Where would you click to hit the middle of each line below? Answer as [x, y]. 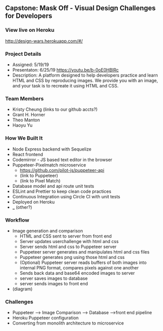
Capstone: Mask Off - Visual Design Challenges [80, 8]
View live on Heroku [30, 30]
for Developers [29, 16]
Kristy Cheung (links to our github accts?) [55, 109]
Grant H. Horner [29, 115]
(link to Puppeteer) [39, 175]
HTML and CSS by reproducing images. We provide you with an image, [85, 80]
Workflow [17, 220]
